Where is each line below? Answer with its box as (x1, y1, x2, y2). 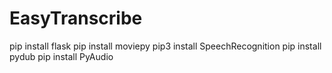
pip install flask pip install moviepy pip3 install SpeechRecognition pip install (9, 40, 322, 52)
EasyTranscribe (9, 7, 143, 30)
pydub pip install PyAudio (9, 50, 114, 62)
